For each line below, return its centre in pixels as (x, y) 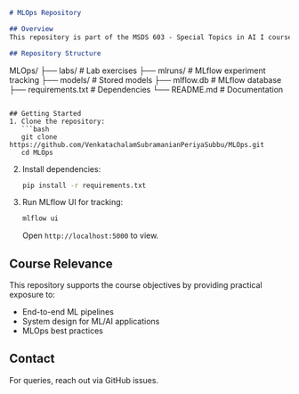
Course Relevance (61, 263)
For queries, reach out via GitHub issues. (84, 380)
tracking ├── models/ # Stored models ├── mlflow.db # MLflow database (145, 79)
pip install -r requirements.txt (84, 185)
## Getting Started (45, 113)
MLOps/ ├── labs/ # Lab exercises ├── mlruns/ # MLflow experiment (137, 70)
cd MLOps (37, 152)
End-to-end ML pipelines (68, 312)
